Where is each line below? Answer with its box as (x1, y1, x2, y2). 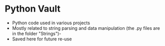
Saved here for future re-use (12, 36, 72, 42)
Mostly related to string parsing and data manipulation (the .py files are (12, 25, 160, 31)
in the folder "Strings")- (12, 30, 62, 36)
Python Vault (5, 3, 61, 15)
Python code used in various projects (12, 20, 91, 26)
